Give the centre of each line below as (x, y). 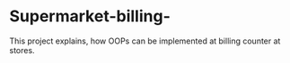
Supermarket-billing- (90, 16)
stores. (22, 50)
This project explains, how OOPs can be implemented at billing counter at (145, 41)
